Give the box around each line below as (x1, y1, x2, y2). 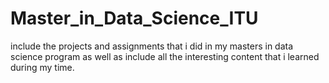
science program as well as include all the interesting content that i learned (10, 50, 320, 62)
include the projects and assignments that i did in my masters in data (10, 40, 294, 52)
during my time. (10, 61, 75, 73)
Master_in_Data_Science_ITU (10, 7, 259, 30)
